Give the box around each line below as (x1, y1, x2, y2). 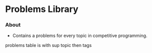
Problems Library (5, 3, 79, 15)
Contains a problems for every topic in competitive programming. (12, 32, 147, 38)
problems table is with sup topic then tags (5, 42, 92, 48)
